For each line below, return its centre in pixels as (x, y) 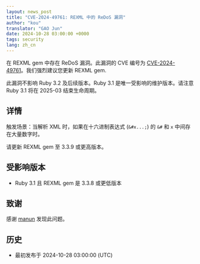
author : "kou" (24, 23)
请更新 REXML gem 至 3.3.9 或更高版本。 (57, 146)
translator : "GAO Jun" (34, 28)
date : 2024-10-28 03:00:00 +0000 (48, 34)
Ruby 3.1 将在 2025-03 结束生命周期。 (53, 90)
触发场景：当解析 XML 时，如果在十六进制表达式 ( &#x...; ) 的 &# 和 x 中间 (96, 127)
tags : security (25, 39)
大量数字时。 (27, 134)
